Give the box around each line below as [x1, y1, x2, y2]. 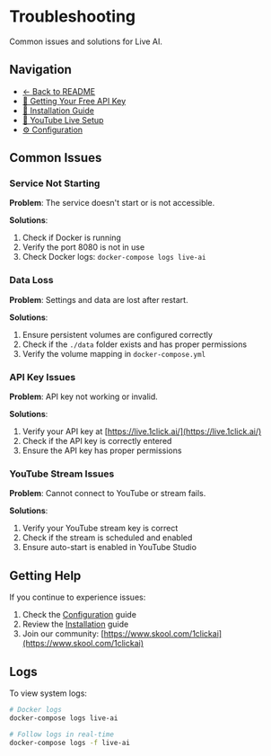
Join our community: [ [22, 628, 105, 639]
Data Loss [9, 274, 54, 287]
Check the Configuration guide [22, 609, 137, 620]
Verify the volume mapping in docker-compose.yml [22, 348, 206, 359]
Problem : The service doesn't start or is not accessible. [9, 198, 215, 209]
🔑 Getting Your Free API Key [22, 95, 127, 106]
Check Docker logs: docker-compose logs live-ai [22, 252, 206, 262]
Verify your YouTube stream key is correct [22, 523, 179, 534]
